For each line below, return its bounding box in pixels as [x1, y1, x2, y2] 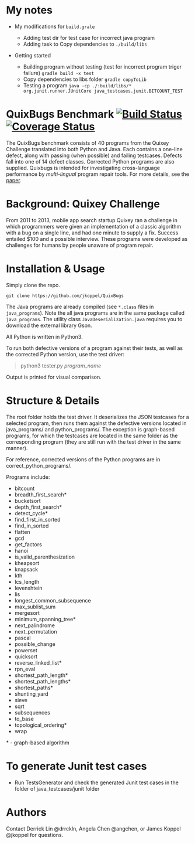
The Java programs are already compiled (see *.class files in [6, 303, 154, 310]
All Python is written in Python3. [6, 333, 83, 340]
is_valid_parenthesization [14, 553, 75, 560]
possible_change [14, 640, 55, 648]
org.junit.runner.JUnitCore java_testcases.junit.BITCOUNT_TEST [23, 88, 183, 94]
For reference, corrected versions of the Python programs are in [6, 455, 161, 463]
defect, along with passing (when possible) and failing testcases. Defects [6, 152, 183, 159]
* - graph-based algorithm [6, 739, 70, 746]
